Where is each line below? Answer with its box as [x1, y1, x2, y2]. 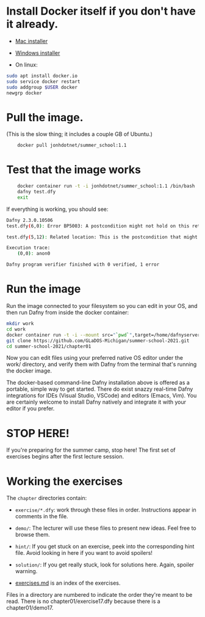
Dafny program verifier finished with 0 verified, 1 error [6, 262, 160, 268]
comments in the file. [15, 513, 68, 520]
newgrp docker [6, 90, 43, 96]
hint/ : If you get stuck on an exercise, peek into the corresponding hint [15, 543, 195, 550]
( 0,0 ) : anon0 [17, 251, 51, 257]
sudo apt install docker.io [6, 73, 78, 79]
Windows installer [15, 49, 60, 56]
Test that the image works [6, 163, 142, 177]
